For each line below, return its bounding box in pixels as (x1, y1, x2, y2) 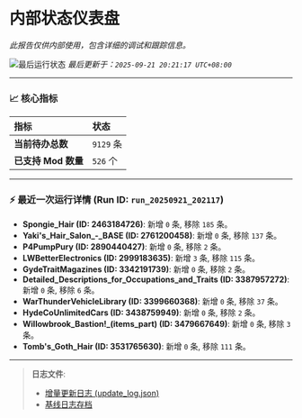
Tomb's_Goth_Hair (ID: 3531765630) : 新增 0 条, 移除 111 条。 (22, 341, 252, 351)
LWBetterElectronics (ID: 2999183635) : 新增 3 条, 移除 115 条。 (22, 252, 261, 263)
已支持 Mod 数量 (13, 155, 84, 168)
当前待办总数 (13, 138, 69, 150)
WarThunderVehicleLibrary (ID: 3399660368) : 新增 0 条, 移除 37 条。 (22, 295, 283, 306)
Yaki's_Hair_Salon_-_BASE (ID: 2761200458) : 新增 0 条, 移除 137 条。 (22, 230, 282, 241)
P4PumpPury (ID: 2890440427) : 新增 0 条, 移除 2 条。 (22, 241, 226, 252)
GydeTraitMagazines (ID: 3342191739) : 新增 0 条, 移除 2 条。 (22, 263, 251, 275)
